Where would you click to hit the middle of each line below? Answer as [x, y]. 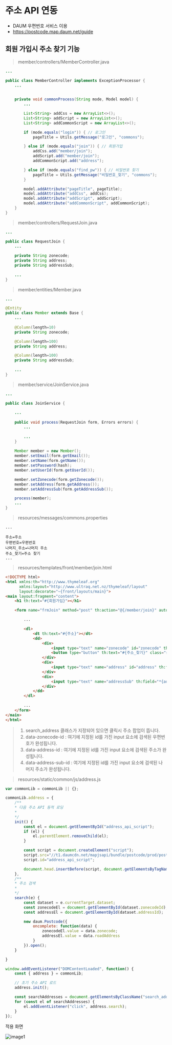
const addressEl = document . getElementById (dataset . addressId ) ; [94, 912]
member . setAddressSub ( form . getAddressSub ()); [64, 489]
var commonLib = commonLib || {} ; [42, 789]
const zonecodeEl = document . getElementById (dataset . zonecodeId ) [95, 907]
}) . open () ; [35, 945]
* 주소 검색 [25, 883]
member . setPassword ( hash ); [43, 465]
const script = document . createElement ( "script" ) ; [79, 850]
